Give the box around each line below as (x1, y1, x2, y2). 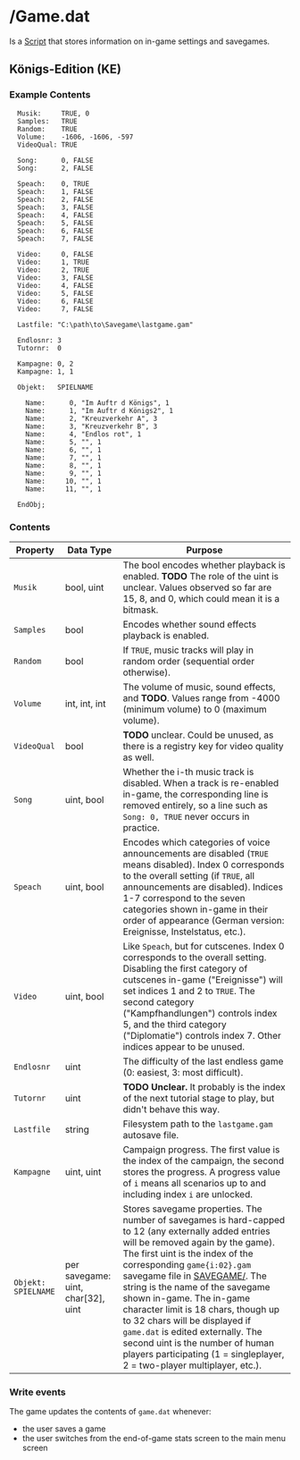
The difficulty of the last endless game (122, 1055, 284, 1068)
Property (15, 544, 55, 556)
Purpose (186, 544, 223, 556)
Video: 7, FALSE (17, 304, 94, 314)
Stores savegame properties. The (122, 1203, 262, 1215)
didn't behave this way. (122, 1102, 221, 1115)
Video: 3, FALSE (17, 273, 94, 283)
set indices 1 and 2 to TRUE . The (122, 984, 256, 997)
